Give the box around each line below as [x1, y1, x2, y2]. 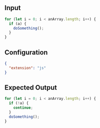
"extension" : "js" [9, 65, 47, 70]
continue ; [13, 105, 33, 111]
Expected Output [4, 83, 57, 92]
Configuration [4, 48, 48, 56]
